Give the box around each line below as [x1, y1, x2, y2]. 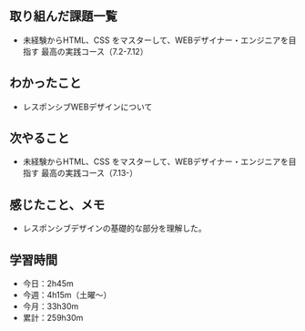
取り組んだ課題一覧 [9, 8, 117, 25]
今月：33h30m [22, 301, 79, 312]
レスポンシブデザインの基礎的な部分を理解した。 [22, 222, 207, 234]
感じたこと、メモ [9, 197, 106, 212]
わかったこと [9, 76, 82, 91]
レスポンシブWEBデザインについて [22, 101, 153, 112]
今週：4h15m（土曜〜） [22, 290, 112, 301]
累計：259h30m [22, 313, 84, 324]
